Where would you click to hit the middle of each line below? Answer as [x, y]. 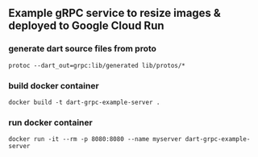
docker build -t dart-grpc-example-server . [84, 102]
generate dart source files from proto [83, 49]
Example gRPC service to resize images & [115, 13]
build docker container [54, 85]
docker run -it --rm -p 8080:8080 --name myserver [95, 139]
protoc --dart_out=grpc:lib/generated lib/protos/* [97, 65]
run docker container [50, 122]
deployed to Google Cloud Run [86, 26]
